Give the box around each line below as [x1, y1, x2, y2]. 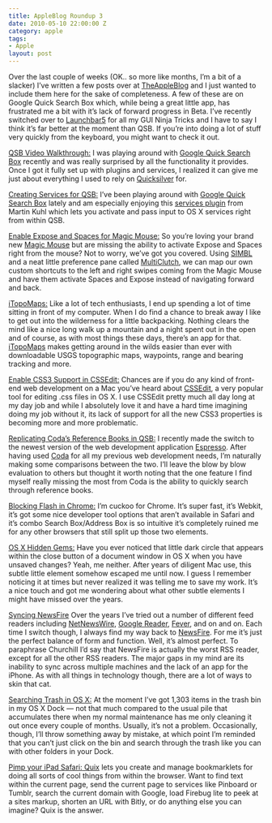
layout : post [8, 50, 53, 58]
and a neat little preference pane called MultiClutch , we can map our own [8, 257, 253, 266]
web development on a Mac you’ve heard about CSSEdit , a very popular [23, 383, 264, 393]
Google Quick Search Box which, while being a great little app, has [8, 98, 231, 107]
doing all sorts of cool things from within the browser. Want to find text [8, 771, 244, 780]
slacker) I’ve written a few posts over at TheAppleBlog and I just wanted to [8, 80, 257, 90]
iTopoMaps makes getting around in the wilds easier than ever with [8, 342, 232, 351]
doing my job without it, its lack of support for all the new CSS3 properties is [8, 409, 263, 419]
